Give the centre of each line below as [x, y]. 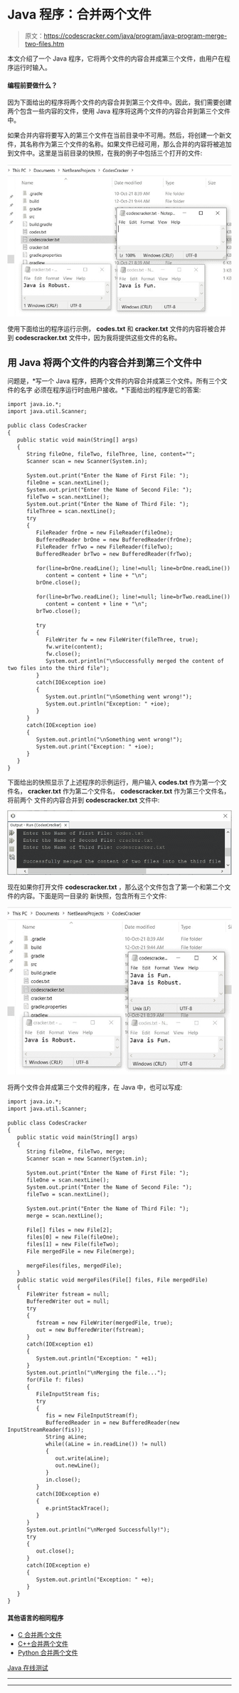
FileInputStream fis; [68, 1394]
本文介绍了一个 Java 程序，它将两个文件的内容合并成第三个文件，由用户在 [116, 59]
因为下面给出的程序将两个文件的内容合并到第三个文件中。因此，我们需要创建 [119, 102]
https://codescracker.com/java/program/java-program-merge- [136, 36]
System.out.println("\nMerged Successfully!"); [98, 1530]
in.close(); [63, 1480]
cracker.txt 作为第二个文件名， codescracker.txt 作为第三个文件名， [129, 791]
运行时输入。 [32, 67]
